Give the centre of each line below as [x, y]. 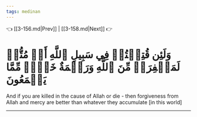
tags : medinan [23, 11]
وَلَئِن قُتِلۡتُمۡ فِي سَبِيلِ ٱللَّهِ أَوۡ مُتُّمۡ [89, 54]
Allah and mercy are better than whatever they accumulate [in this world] [94, 102]
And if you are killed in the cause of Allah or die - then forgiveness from [92, 96]
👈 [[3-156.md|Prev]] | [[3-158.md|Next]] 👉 [59, 29]
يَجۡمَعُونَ [26, 79]
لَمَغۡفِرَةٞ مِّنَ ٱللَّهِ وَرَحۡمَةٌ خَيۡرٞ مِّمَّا [93, 67]
